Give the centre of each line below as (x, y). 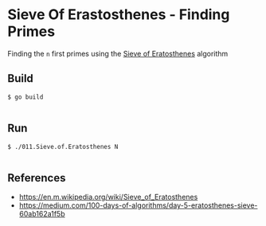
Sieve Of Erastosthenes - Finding (119, 15)
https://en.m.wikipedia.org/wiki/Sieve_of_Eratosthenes (108, 197)
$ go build (25, 97)
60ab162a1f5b (42, 214)
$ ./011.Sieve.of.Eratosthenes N (63, 146)
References (37, 178)
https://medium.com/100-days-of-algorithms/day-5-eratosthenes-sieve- (138, 205)
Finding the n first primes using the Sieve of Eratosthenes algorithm (118, 53)
